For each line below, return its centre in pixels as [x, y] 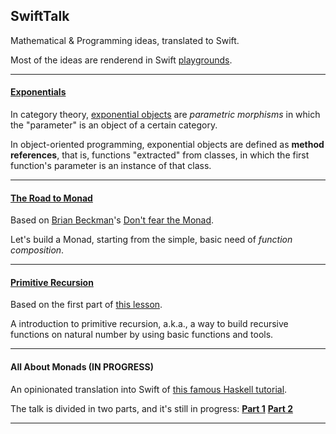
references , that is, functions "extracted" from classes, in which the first [160, 155]
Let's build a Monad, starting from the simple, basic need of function [151, 240]
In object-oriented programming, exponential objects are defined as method [167, 145]
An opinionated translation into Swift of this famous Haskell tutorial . [149, 389]
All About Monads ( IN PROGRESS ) [82, 367]
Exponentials [38, 92]
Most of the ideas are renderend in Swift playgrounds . [121, 60]
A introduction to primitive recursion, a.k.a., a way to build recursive [149, 324]
